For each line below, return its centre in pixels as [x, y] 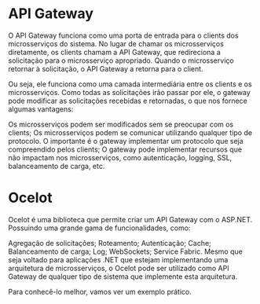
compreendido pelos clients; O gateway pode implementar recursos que [125, 149]
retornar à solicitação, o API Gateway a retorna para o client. [106, 68]
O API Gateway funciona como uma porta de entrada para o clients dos [123, 35]
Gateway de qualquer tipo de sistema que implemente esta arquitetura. [123, 277]
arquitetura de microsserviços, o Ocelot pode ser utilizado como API [119, 268]
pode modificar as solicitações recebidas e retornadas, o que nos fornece [128, 101]
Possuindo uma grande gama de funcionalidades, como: [99, 228]
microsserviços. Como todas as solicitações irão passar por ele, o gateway [130, 92]
